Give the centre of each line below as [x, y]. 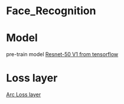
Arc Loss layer [24, 95]
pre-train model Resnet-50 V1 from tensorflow [62, 54]
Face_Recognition [51, 11]
